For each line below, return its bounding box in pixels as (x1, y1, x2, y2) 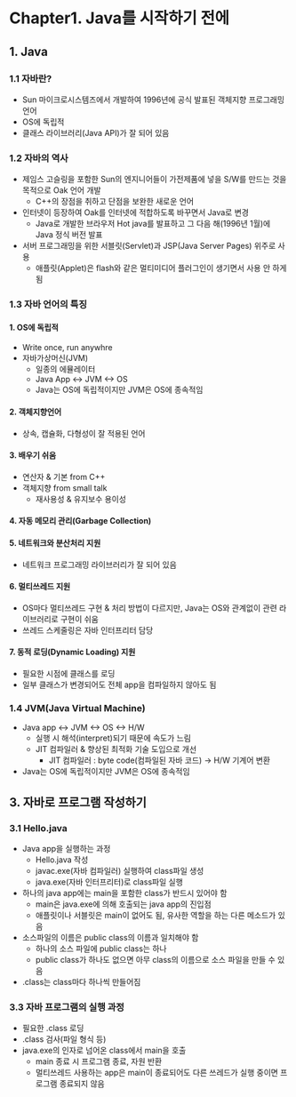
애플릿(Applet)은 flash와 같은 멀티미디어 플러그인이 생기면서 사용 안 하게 (35, 263, 287, 274)
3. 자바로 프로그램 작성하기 (9, 795, 147, 810)
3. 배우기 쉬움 (9, 450, 57, 460)
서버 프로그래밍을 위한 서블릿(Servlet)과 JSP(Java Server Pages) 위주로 (21, 241, 276, 252)
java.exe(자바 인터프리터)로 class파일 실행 (35, 877, 184, 887)
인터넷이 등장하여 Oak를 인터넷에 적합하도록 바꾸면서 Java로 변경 (21, 207, 249, 218)
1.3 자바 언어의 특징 (9, 299, 87, 311)
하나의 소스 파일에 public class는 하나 (35, 943, 167, 954)
